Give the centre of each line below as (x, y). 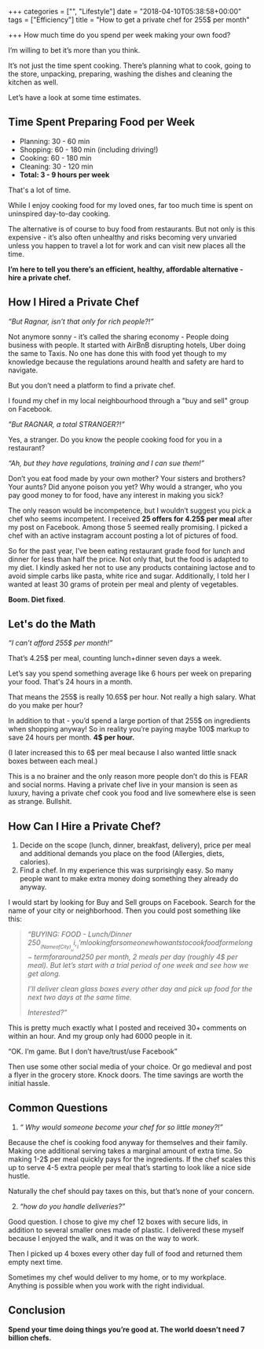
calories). (35, 862)
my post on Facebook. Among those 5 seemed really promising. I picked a (128, 527)
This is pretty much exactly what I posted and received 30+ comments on (128, 1028)
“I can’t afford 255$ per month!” (60, 643)
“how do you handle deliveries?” (72, 1206)
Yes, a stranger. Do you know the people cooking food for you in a (115, 439)
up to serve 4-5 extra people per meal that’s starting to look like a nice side (130, 1167)
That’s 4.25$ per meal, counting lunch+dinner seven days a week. (115, 658)
